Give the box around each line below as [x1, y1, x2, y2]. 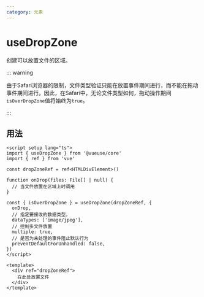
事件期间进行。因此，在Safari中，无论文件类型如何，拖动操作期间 [6, 89, 172, 96]
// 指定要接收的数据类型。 [12, 212, 70, 218]
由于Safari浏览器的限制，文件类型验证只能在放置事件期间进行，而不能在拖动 [6, 81, 198, 89]
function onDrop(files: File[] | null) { [6, 177, 114, 183]
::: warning [6, 69, 34, 76]
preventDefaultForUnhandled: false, [12, 241, 105, 247]
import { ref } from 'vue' [6, 156, 75, 162]
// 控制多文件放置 [12, 223, 53, 230]
